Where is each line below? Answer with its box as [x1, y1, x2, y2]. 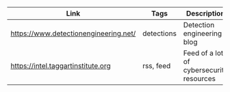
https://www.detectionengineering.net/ [10, 29, 136, 38]
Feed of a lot [183, 48, 224, 57]
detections [142, 29, 177, 38]
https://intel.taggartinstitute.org [10, 61, 111, 70]
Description [186, 9, 225, 18]
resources [183, 74, 216, 83]
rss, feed [142, 61, 171, 70]
